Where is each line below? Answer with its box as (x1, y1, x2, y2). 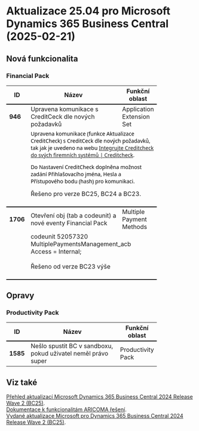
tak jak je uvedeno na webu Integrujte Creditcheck (30, 144, 154, 152)
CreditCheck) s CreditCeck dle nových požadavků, (30, 137, 151, 144)
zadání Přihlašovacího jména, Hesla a (30, 170, 121, 178)
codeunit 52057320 (30, 232, 88, 240)
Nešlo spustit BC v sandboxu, (30, 342, 114, 350)
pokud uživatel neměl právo (30, 349, 109, 358)
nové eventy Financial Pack (30, 219, 108, 227)
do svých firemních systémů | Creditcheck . (30, 151, 135, 159)
